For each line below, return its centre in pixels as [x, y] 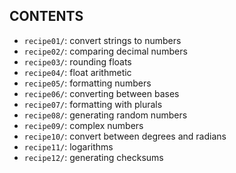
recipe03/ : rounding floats [77, 61]
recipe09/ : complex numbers [83, 125]
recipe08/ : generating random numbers [105, 115]
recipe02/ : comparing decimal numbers [105, 51]
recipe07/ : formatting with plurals [93, 104]
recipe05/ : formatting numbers [87, 83]
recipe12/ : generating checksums [93, 157]
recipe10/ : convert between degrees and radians [125, 136]
